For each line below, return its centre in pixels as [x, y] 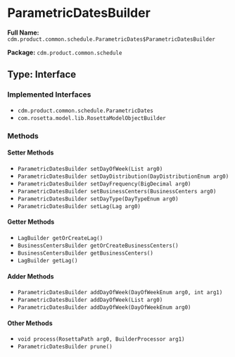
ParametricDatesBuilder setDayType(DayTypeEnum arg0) [98, 199]
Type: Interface [42, 74]
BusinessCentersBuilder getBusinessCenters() [85, 253]
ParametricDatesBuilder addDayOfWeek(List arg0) [90, 300]
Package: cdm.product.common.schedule [65, 52]
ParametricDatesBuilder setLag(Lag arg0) [79, 206]
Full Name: [23, 32]
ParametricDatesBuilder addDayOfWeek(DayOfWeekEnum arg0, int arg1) [120, 293]
